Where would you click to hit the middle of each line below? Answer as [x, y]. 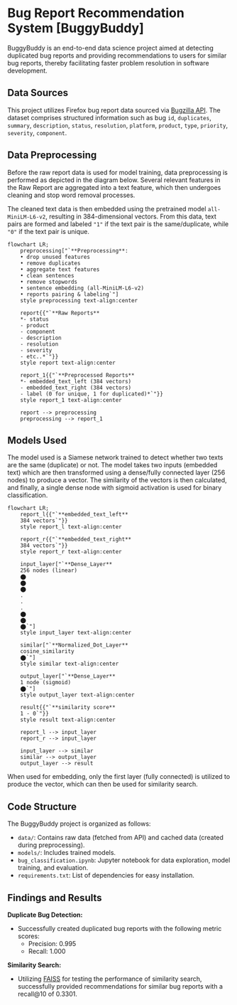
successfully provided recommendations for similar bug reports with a [120, 986]
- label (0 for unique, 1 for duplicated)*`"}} [92, 394]
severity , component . [37, 132]
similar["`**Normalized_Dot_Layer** [75, 645]
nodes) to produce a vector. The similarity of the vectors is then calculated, [117, 480]
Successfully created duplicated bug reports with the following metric [120, 929]
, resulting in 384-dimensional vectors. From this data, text [131, 216]
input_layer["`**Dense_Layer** [66, 564]
